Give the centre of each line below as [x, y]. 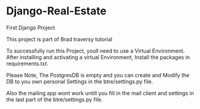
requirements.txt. [28, 63]
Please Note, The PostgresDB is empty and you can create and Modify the [98, 75]
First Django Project [31, 28]
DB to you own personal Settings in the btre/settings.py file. [80, 81]
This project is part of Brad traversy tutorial [59, 39]
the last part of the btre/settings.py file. [54, 99]
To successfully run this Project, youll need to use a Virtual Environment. [96, 51]
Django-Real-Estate [56, 11]
